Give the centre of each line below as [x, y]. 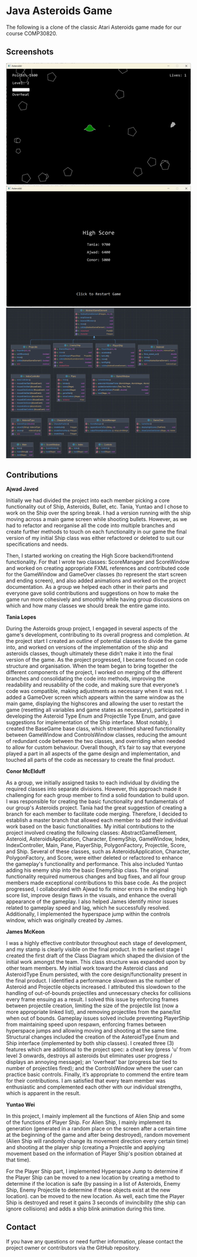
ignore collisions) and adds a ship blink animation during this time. [86, 1209]
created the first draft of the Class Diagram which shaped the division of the [98, 956]
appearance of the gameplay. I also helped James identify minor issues [92, 901]
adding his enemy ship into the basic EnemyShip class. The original [87, 870]
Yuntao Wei [21, 1105]
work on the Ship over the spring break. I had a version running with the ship [98, 513]
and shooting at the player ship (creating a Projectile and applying [86, 1147]
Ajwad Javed [22, 489]
